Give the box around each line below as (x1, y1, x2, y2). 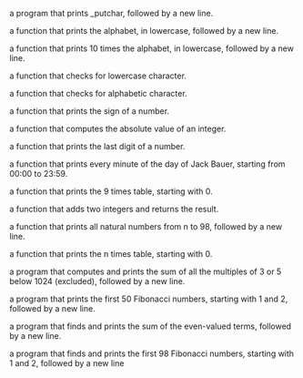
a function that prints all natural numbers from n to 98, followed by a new (9, 221, 283, 231)
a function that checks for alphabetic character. (9, 88, 188, 98)
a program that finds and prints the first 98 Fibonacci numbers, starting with (9, 348, 294, 359)
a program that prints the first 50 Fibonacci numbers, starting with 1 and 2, (9, 293, 288, 304)
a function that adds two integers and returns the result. (9, 204, 219, 214)
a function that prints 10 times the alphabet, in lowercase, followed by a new (9, 43, 294, 54)
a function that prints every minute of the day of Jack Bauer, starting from (9, 158, 286, 169)
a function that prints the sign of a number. (9, 106, 170, 117)
